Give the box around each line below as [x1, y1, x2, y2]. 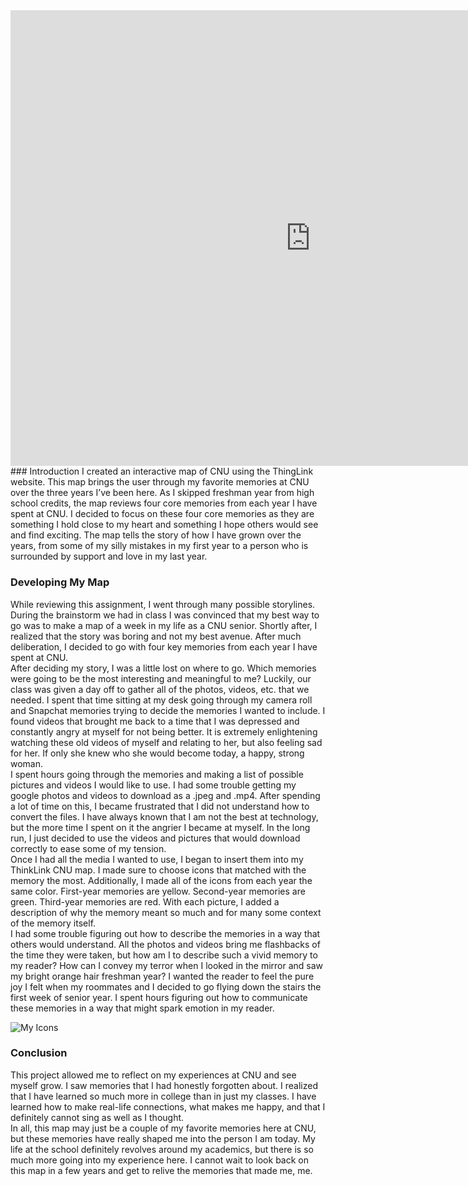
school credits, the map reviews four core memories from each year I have [10, 497, 318, 509]
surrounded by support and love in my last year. [10, 550, 208, 563]
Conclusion [10, 1046, 68, 1060]
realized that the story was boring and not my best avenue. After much [10, 630, 302, 642]
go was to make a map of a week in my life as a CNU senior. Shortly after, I [10, 619, 318, 631]
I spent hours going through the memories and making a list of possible [10, 768, 304, 780]
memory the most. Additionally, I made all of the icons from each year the [10, 874, 313, 886]
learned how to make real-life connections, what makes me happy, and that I [10, 1100, 326, 1113]
